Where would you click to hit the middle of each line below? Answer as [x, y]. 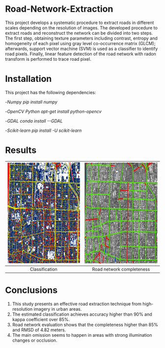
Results [21, 150]
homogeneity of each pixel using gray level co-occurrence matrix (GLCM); [80, 43]
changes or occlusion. [35, 340]
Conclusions [31, 290]
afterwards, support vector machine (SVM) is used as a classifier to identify [82, 49]
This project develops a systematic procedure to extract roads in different [80, 23]
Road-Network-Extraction [59, 9]
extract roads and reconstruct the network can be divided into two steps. [79, 33]
